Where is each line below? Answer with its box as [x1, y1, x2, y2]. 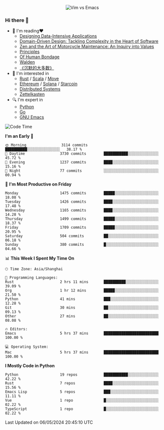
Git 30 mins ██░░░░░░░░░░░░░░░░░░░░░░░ [5, 305, 159, 311]
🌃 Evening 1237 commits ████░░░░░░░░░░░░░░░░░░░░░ [5, 160, 159, 165]
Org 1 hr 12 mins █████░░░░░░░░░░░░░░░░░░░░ [5, 288, 159, 293]
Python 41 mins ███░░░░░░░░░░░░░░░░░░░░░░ [5, 297, 159, 302]
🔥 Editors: [5, 327, 28, 332]
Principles [19, 49, 40, 55]
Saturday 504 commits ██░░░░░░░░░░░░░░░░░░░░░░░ [5, 234, 159, 239]
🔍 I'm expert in [12, 97, 43, 103]
